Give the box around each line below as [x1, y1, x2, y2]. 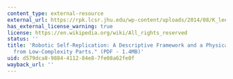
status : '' [7, 36, 39, 43]
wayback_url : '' [7, 61, 54, 68]
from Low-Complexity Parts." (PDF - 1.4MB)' [13, 49, 144, 56]
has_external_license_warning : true [7, 23, 113, 30]
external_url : [7, 16, 49, 23]
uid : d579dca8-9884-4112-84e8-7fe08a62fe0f [7, 55, 135, 62]
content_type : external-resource [7, 10, 104, 17]
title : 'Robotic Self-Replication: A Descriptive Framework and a [7, 42, 203, 49]
